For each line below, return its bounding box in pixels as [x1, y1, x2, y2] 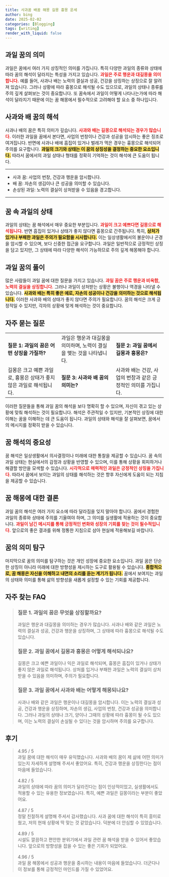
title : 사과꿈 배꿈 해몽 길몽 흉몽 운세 [5, 7, 77, 13]
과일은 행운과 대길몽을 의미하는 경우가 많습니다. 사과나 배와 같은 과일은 [17, 621, 156, 628]
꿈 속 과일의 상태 [5, 208, 53, 216]
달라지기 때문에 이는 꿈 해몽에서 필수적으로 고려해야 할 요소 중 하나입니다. [14, 96, 158, 102]
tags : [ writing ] [5, 26, 39, 31]
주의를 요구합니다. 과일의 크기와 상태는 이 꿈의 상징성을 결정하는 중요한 [5, 146, 142, 152]
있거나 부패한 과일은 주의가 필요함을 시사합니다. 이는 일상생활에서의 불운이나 [5, 234, 153, 240]
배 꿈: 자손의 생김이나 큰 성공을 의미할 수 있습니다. [12, 180, 111, 186]
